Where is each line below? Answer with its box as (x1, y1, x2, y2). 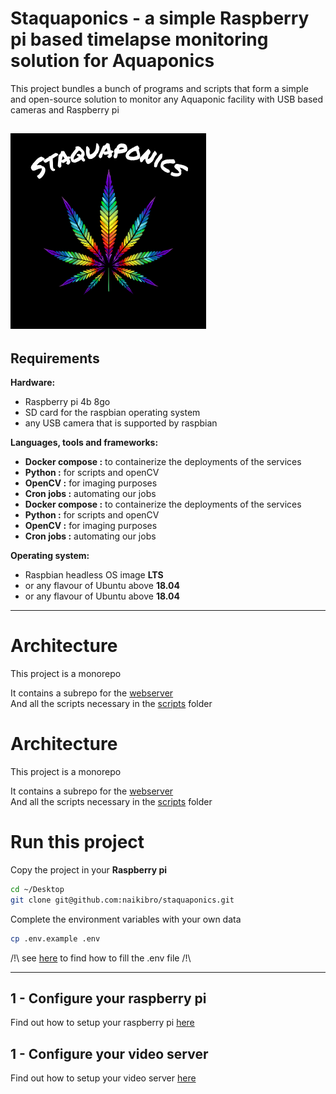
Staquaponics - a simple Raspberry (10, 7, 310, 30)
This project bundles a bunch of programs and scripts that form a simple (10, 82, 309, 94)
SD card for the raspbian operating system (24, 407, 201, 419)
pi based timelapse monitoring (10, 28, 269, 51)
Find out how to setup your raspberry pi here (10, 1017, 195, 1029)
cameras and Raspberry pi (10, 103, 120, 116)
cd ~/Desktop (10, 884, 65, 894)
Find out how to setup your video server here (10, 1072, 197, 1084)
